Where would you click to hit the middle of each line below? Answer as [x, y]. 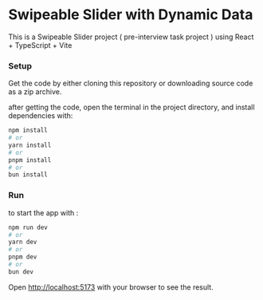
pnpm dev [23, 257]
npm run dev [28, 227]
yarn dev [23, 242]
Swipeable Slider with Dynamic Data [131, 15]
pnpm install [30, 160]
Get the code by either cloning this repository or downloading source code [131, 83]
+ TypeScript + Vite [40, 45]
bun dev [21, 272]
